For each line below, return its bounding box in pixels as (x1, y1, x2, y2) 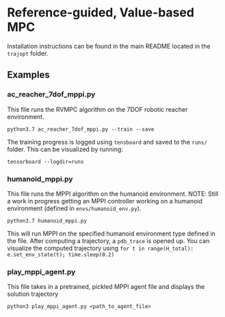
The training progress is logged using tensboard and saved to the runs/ (7, 138, 207, 146)
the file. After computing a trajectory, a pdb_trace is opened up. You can (7, 236, 210, 244)
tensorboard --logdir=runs (7, 158, 84, 165)
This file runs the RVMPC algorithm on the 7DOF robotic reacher (7, 105, 188, 114)
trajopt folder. (7, 49, 49, 58)
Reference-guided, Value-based (7, 5, 195, 21)
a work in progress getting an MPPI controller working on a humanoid (7, 196, 203, 205)
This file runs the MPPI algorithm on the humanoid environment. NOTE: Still (7, 190, 219, 198)
